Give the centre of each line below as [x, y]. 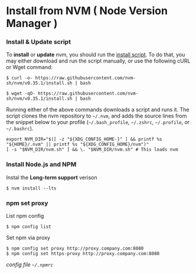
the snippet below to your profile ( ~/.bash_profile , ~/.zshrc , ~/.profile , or [98, 122]
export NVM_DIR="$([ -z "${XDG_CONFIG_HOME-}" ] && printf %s [84, 139]
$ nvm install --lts [32, 188]
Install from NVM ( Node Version [87, 11]
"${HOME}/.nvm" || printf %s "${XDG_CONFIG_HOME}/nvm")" [78, 145]
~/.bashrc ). [20, 129]
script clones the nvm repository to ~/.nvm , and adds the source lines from [97, 116]
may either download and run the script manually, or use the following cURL [98, 61]
